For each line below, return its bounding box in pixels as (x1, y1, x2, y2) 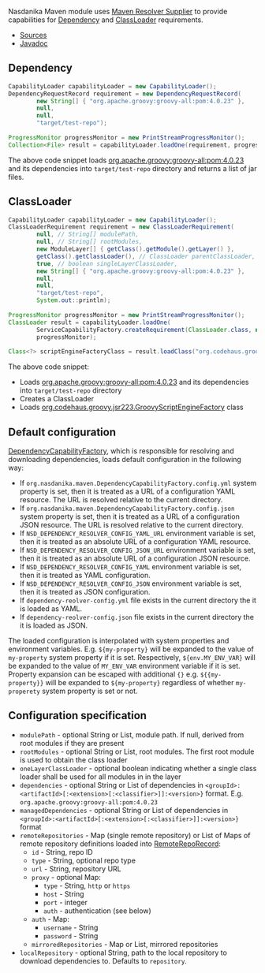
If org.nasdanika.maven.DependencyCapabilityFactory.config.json (19, 503, 235, 513)
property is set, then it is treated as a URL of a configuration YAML (19, 487, 236, 496)
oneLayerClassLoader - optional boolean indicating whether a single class (19, 763, 257, 773)
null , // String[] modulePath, (36, 230, 140, 239)
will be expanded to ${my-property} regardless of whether (45, 677, 234, 687)
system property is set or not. (42, 686, 138, 695)
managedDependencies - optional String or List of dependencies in (19, 805, 229, 815)
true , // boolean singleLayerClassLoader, (36, 259, 178, 267)
